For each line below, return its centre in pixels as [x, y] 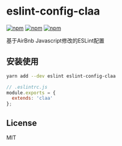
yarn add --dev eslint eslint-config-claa [61, 76]
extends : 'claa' [32, 99]
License [22, 123]
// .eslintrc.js [27, 87]
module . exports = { [31, 92]
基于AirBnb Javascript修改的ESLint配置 [56, 40]
